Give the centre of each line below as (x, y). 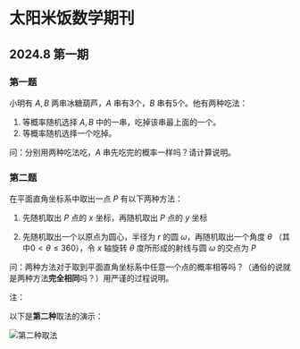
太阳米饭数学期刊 (72, 18)
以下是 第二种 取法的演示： (56, 316)
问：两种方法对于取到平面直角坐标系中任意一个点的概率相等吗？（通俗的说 (146, 267)
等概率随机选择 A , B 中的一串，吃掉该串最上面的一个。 (121, 122)
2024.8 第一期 (49, 54)
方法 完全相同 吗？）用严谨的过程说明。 (103, 278)
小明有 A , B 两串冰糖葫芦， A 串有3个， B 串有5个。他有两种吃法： (129, 103)
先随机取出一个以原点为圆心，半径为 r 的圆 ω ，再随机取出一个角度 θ (147, 237)
